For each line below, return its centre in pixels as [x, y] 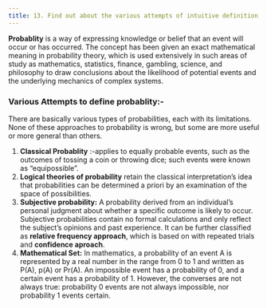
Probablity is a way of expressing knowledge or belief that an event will [126, 38]
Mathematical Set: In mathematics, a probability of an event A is [126, 253]
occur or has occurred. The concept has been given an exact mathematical [132, 47]
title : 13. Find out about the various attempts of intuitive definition [133, 16]
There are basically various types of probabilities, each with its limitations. [130, 118]
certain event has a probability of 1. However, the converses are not [130, 278]
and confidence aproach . [62, 244]
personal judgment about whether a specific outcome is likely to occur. [136, 210]
